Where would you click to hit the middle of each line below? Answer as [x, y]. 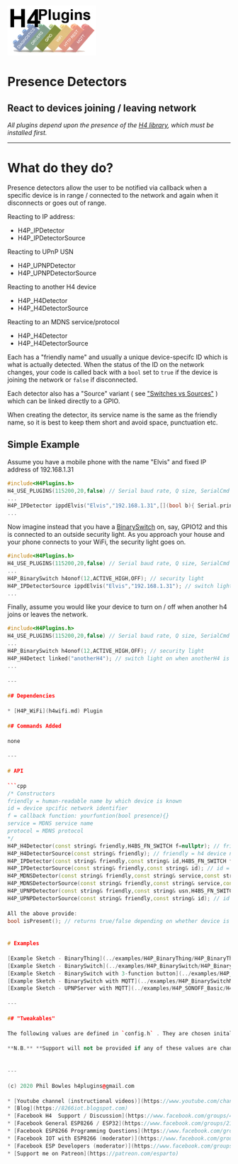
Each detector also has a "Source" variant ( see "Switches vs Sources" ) [113, 393]
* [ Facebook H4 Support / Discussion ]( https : [77, 1116]
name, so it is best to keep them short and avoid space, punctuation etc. [113, 422]
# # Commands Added [34, 726]
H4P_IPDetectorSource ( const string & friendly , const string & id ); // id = [119, 869]
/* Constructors [31, 794]
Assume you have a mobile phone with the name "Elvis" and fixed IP [107, 461]
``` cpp [17, 786]
